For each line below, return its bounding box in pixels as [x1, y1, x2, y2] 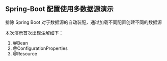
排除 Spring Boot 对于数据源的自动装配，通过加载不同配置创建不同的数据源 [5, 19, 162, 25]
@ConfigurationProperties [12, 45, 68, 51]
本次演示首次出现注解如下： [5, 30, 64, 36]
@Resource [12, 50, 37, 56]
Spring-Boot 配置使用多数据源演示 [5, 5, 114, 14]
